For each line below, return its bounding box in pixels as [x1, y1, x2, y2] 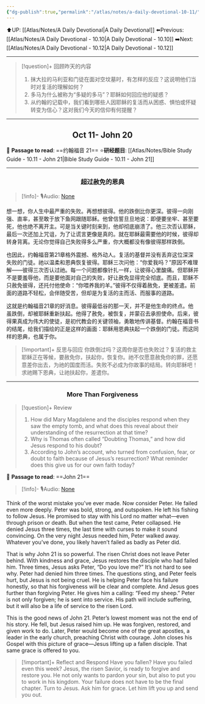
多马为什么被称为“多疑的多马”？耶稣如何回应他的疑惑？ [30, 91, 169, 98]
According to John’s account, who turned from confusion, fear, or [30, 448, 195, 456]
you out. [21, 691, 43, 698]
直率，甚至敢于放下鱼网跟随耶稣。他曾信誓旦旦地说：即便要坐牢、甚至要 [16, 215, 199, 222]
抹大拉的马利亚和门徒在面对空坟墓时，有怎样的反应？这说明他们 [30, 75, 191, 83]
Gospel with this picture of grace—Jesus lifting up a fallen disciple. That [6, 640, 187, 648]
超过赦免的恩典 [80, 178, 125, 187]
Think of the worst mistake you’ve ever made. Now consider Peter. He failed [6, 500, 198, 507]
